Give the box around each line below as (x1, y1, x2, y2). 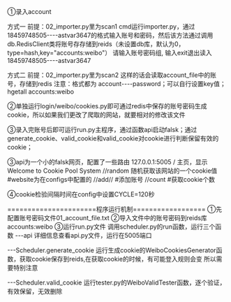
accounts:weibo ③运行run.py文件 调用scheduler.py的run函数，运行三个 (7, 222, 216, 231)
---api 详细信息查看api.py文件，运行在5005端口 (15, 231, 152, 239)
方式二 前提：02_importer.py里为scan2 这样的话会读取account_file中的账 (7, 71, 217, 79)
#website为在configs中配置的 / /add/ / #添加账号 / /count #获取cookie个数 (7, 175, 215, 183)
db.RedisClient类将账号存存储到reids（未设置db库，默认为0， (7, 40, 185, 48)
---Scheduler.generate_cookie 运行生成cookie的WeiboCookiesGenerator (7, 246, 216, 254)
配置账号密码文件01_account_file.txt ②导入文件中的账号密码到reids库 (7, 214, 207, 222)
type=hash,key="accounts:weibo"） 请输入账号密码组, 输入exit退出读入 (7, 49, 212, 57)
